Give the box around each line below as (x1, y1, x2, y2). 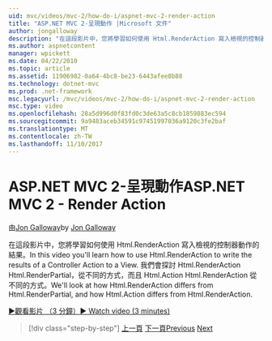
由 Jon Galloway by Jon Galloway (8, 223, 116, 232)
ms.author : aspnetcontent (8, 42, 96, 50)
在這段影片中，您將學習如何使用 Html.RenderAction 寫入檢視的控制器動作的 (8, 240, 260, 249)
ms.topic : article (8, 65, 70, 73)
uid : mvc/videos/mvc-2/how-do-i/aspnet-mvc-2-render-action (8, 11, 216, 20)
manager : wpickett (8, 49, 70, 58)
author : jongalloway (8, 27, 79, 35)
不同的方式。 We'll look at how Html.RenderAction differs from (8, 280, 214, 290)
